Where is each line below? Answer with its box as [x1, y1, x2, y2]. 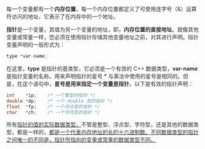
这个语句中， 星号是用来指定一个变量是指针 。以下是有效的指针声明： [22, 80, 193, 87]
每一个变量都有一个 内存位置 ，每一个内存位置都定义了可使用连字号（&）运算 [6, 5, 197, 12]
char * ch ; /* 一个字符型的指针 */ [6, 109, 101, 116]
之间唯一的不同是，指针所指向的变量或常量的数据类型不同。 [6, 136, 156, 144]
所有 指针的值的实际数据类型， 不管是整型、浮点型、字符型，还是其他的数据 [6, 121, 193, 128]
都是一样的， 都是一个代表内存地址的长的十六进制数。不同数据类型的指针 [16, 128, 199, 136]
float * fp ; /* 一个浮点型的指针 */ [6, 103, 101, 109]
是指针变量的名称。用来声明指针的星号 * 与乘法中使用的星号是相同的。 [6, 72, 183, 80]
